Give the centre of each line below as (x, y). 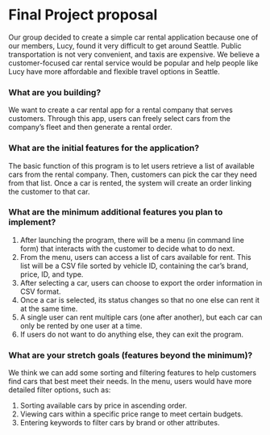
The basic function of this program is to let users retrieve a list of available (132, 165)
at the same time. (49, 308)
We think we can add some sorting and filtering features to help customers (132, 373)
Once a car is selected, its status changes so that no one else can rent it (140, 299)
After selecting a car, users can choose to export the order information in (141, 282)
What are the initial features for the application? (104, 148)
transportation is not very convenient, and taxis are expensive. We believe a (134, 54)
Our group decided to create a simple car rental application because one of (133, 37)
